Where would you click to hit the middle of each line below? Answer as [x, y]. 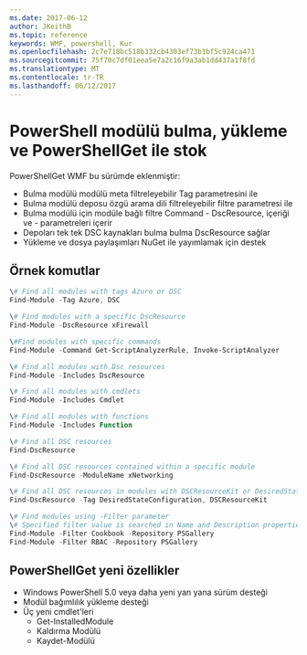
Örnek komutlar [55, 270]
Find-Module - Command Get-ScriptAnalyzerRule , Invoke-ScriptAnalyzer [145, 350]
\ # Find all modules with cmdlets [75, 392]
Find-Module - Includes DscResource [77, 375]
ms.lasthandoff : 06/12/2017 [63, 86]
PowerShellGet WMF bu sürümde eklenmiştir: [95, 175]
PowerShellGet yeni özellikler [95, 570]
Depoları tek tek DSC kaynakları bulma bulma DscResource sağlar [147, 232]
